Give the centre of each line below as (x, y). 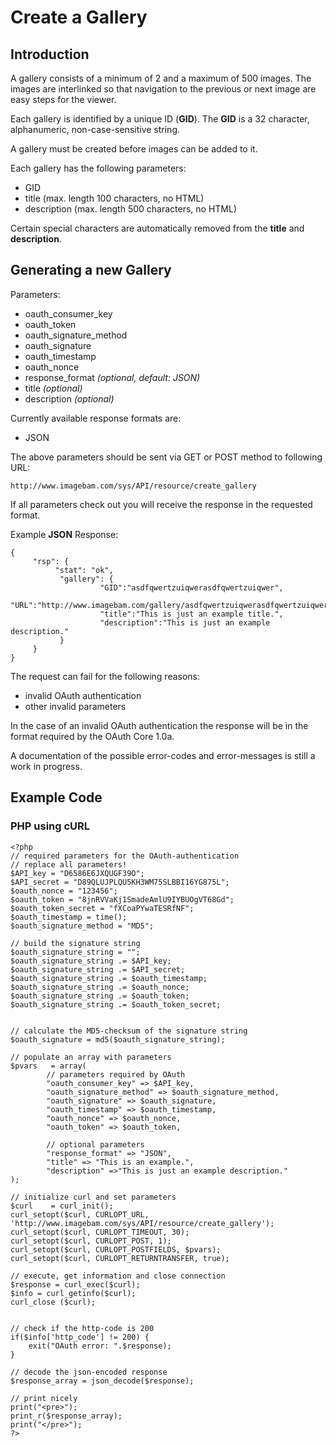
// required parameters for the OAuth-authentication (125, 856)
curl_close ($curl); (53, 1302)
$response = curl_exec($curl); (75, 1284)
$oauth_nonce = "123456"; (64, 891)
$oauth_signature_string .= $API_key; (91, 961)
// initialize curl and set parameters (93, 1197)
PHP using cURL (50, 826)
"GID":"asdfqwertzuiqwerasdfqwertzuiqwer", (191, 587)
